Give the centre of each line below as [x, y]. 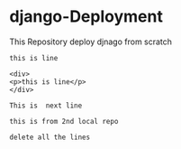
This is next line [46, 106]
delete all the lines [50, 137]
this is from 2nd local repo [64, 121]
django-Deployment [86, 17]
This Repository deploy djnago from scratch [91, 42]
